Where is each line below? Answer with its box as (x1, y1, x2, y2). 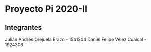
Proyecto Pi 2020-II (5, 3, 88, 15)
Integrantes (5, 23, 42, 32)
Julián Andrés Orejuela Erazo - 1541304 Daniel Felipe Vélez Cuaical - (5, 36, 146, 42)
